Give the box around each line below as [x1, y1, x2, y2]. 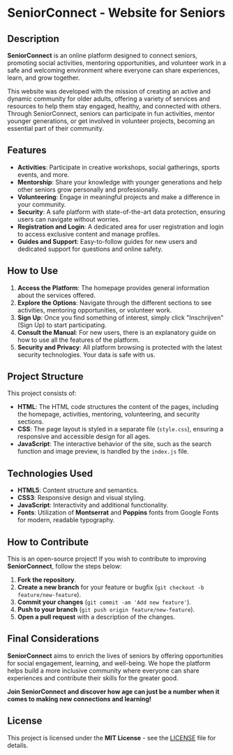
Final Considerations [7, 633, 100, 645]
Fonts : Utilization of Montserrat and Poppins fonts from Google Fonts [17, 508, 219, 517]
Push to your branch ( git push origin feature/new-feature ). [17, 605, 195, 614]
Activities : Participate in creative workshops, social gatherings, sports [17, 163, 220, 171]
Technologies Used [7, 467, 93, 480]
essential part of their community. [7, 124, 105, 132]
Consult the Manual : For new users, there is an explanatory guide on [17, 328, 216, 336]
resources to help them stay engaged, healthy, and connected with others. [7, 102, 222, 110]
